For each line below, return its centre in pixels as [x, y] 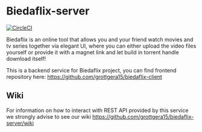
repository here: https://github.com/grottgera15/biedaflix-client [84, 77]
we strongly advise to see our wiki [49, 116]
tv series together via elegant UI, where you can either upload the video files [101, 46]
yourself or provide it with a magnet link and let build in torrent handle [93, 52]
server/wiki [20, 123]
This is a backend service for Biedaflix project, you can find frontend [91, 70]
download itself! [26, 58]
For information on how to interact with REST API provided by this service [97, 110]
